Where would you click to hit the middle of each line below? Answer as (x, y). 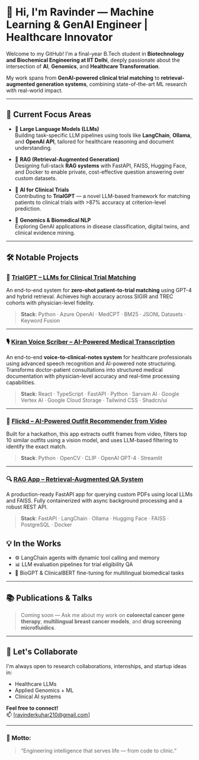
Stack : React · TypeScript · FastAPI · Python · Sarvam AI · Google (100, 394)
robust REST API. (27, 507)
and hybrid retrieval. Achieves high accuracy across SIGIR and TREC (90, 296)
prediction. (28, 208)
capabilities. (21, 382)
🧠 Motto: (19, 737)
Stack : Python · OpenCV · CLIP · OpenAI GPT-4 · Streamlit (92, 458)
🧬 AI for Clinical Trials (42, 190)
